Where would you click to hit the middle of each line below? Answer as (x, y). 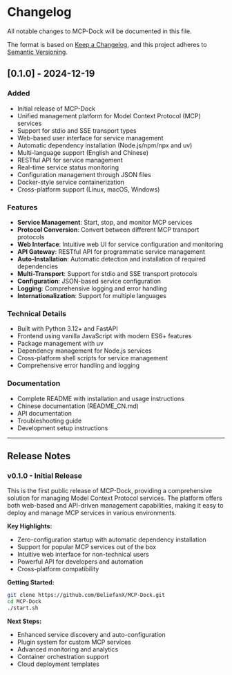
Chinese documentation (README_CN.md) (78, 406)
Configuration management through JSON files (84, 174)
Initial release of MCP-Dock (56, 109)
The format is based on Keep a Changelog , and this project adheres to (107, 44)
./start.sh (23, 608)
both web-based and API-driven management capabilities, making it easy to (115, 506)
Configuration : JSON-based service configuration (89, 281)
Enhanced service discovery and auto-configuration (91, 634)
